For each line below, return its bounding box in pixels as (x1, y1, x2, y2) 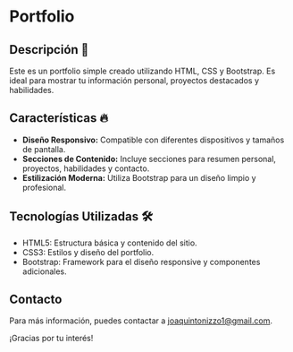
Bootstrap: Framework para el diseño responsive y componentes (21, 256, 261, 267)
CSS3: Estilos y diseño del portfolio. (21, 246, 155, 257)
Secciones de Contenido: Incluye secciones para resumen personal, (21, 153, 277, 164)
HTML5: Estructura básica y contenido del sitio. (21, 237, 198, 248)
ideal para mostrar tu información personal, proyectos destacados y (9, 75, 260, 86)
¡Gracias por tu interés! (9, 333, 94, 344)
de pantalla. (21, 143, 66, 154)
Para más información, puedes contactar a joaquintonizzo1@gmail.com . (9, 315, 272, 326)
